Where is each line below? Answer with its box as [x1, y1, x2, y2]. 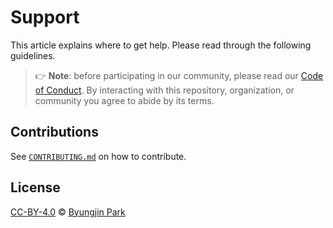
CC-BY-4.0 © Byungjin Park [10, 206, 126, 218]
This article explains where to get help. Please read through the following [10, 39, 312, 51]
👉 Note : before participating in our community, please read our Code [34, 69, 324, 81]
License [10, 179, 61, 196]
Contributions [10, 124, 99, 141]
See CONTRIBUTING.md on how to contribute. [10, 150, 187, 162]
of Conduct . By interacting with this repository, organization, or [34, 84, 295, 96]
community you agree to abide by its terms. [34, 94, 215, 106]
